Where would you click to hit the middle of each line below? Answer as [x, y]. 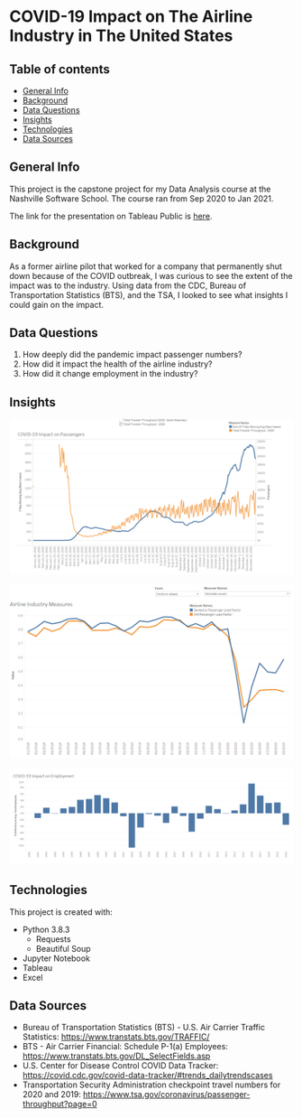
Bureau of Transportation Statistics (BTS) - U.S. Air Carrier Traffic [144, 1028]
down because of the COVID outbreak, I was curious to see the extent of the [151, 275]
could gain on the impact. [57, 304]
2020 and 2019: [51, 1095]
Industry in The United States [121, 36]
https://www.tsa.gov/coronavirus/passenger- [166, 1095]
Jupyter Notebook [56, 958]
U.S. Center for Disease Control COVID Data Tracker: [120, 1066]
